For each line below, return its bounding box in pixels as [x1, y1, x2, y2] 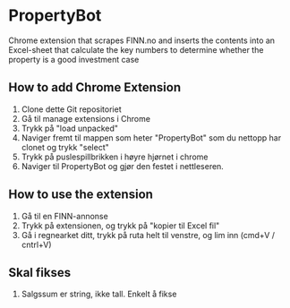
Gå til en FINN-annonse [21, 210, 108, 221]
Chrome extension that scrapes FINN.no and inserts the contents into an [8, 35, 275, 46]
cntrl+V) [21, 239, 52, 250]
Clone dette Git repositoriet [21, 104, 122, 115]
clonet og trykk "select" [21, 141, 109, 152]
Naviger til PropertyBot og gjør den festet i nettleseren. [21, 160, 225, 171]
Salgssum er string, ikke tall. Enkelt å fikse [21, 288, 177, 300]
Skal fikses [8, 265, 72, 280]
